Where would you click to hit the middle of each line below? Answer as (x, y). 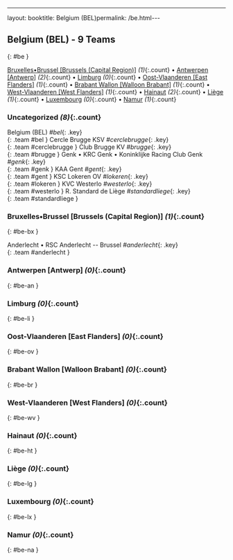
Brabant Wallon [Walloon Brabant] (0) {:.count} (87, 369)
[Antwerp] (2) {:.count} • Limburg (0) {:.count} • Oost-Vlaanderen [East (107, 77)
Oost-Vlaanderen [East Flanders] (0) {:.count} (86, 336)
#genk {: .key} (27, 162)
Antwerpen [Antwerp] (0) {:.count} (67, 270)
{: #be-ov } (23, 351)
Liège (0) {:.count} (38, 469)
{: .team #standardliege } (43, 199)
